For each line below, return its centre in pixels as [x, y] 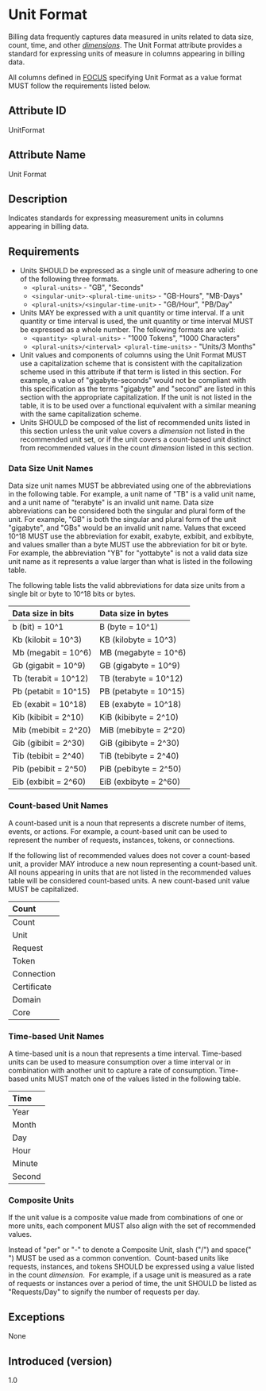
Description [38, 199]
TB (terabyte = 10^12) [141, 678]
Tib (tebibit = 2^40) [48, 756]
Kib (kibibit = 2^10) [48, 717]
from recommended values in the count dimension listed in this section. [137, 448]
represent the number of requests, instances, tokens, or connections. [122, 840]
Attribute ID [37, 111]
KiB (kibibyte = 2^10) [139, 717]
